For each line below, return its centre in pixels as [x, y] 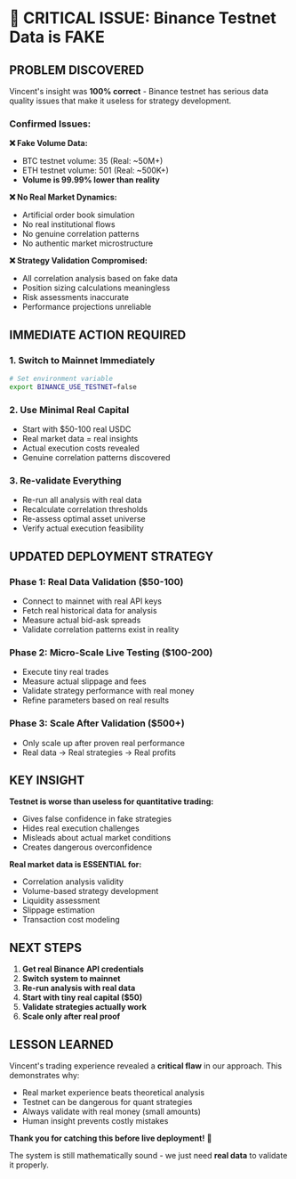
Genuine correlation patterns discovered [96, 458]
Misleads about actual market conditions [96, 838]
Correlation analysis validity [73, 882]
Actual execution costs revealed [81, 448]
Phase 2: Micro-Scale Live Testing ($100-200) [111, 652]
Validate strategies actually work [84, 1007]
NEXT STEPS [46, 947]
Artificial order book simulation [78, 215]
